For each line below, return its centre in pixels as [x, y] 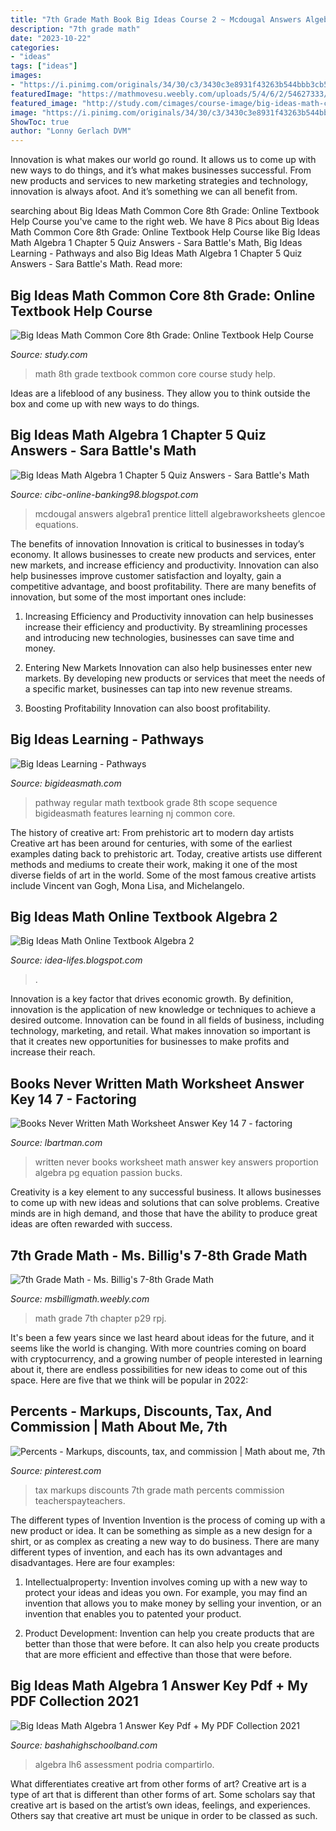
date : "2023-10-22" [51, 38]
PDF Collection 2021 [74, 1701]
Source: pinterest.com [56, 1470]
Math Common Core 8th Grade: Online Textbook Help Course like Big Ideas [165, 232]
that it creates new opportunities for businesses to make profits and [150, 1042]
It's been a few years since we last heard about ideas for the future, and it [162, 1337]
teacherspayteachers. [80, 1500]
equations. [56, 524]
